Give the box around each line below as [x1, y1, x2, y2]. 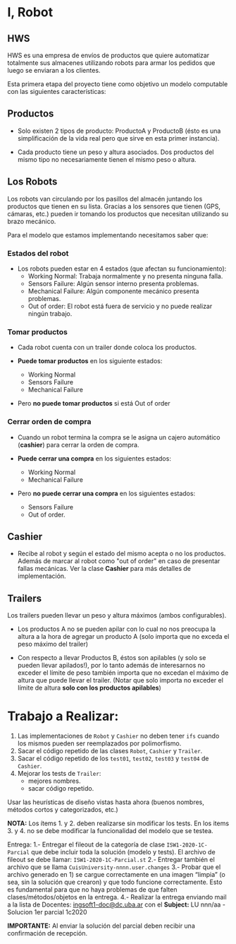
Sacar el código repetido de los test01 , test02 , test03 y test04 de [17, 754, 209, 763]
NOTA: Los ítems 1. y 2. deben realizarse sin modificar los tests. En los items [7, 819, 230, 827]
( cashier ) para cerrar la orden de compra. [17, 440, 139, 449]
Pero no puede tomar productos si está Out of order [17, 399, 170, 408]
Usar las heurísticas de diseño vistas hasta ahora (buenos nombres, [7, 798, 204, 806]
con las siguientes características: [7, 88, 106, 95]
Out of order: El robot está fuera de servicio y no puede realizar [27, 302, 213, 310]
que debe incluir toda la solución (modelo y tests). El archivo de [31, 848, 216, 856]
